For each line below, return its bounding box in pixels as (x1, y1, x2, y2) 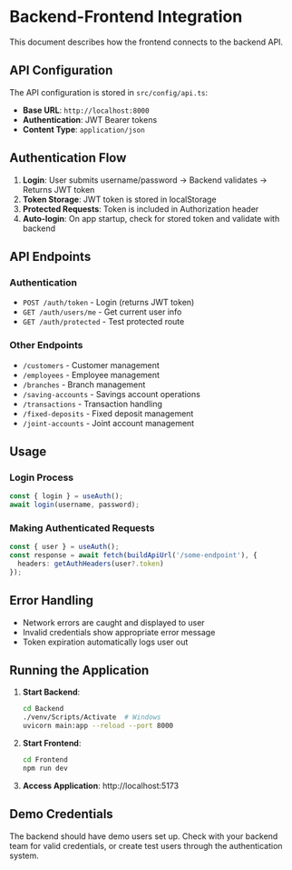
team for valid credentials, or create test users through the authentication (9, 840, 283, 851)
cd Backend (22, 705, 64, 714)
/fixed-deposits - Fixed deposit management (22, 407, 194, 419)
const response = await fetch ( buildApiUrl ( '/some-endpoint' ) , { (9, 551, 258, 560)
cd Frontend (22, 755, 68, 765)
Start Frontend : (22, 738, 82, 749)
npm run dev (22, 764, 68, 773)
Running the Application (9, 662, 150, 678)
